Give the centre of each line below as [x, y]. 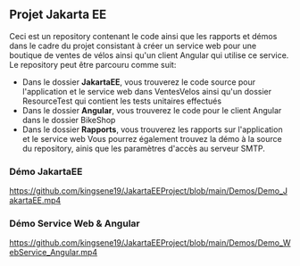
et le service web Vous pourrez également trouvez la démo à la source [152, 138]
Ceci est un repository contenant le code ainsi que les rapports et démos [143, 36]
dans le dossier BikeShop [69, 120]
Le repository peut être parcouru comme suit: [93, 64]
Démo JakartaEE [46, 171]
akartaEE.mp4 [35, 201]
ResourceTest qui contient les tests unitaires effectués [121, 101]
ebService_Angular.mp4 [54, 253]
